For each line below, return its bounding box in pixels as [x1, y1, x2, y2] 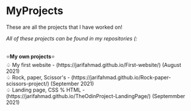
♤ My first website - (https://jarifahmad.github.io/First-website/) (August [6, 61, 182, 68]
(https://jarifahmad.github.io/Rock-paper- [71, 73, 171, 80]
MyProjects [6, 4, 63, 18]
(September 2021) [50, 80, 94, 87]
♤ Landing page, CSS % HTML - [6, 86, 85, 93]
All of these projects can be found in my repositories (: [6, 35, 138, 42]
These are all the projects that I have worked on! [6, 23, 123, 31]
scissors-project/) [6, 80, 50, 87]
